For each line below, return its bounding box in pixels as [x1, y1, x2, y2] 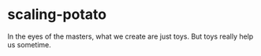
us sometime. [7, 39, 52, 49]
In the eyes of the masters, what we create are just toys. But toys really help [7, 32, 254, 41]
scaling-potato [7, 6, 107, 24]
